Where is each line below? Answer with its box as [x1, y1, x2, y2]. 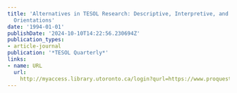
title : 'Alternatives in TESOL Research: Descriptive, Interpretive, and [7, 10, 229, 17]
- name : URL [7, 62, 42, 69]
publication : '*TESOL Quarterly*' [7, 50, 109, 57]
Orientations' [13, 17, 55, 24]
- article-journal [7, 43, 61, 50]
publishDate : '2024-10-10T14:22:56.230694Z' [7, 29, 140, 37]
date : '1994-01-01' [7, 23, 65, 30]
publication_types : [7, 36, 65, 43]
